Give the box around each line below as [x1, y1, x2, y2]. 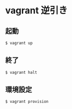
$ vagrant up [5, 40, 33, 46]
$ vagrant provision [5, 99, 49, 104]
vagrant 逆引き [5, 5, 68, 16]
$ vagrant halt [5, 70, 38, 75]
